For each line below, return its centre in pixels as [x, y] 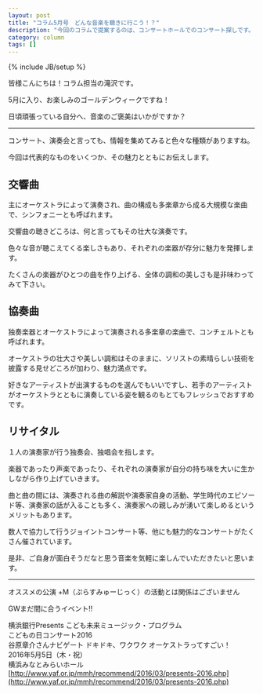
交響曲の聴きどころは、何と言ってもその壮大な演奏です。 [100, 231]
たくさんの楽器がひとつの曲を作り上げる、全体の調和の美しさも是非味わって [131, 274]
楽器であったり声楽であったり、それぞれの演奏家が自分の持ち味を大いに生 [128, 469]
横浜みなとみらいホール [46, 664]
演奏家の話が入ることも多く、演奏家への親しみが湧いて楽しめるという [142, 505]
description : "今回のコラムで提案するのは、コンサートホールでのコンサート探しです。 [131, 30]
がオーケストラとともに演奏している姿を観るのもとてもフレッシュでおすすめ [131, 394]
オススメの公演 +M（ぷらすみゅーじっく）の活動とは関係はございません [124, 592]
